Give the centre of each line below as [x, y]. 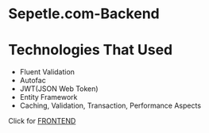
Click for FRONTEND [42, 121]
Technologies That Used [91, 50]
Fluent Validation [47, 72]
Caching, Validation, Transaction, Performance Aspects [110, 106]
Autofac [33, 81]
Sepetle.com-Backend [84, 14]
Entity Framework [48, 97]
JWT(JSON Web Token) [59, 89]
